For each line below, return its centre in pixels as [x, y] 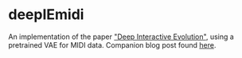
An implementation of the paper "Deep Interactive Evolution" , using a [121, 37]
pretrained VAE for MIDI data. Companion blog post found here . [112, 44]
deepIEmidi [46, 15]
